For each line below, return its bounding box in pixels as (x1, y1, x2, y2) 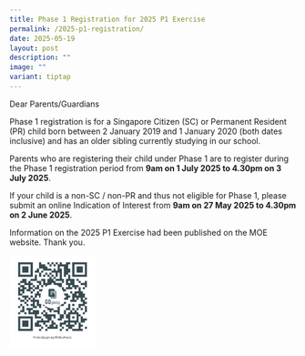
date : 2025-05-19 (9, 34, 76, 43)
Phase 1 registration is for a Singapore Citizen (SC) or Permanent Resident (9, 116, 287, 127)
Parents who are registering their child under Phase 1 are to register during (9, 153, 290, 164)
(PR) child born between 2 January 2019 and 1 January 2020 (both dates (9, 126, 283, 137)
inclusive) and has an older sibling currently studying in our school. (9, 135, 261, 146)
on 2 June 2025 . (9, 209, 73, 220)
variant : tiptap (9, 73, 71, 82)
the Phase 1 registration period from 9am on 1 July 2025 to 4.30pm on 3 (9, 162, 282, 173)
